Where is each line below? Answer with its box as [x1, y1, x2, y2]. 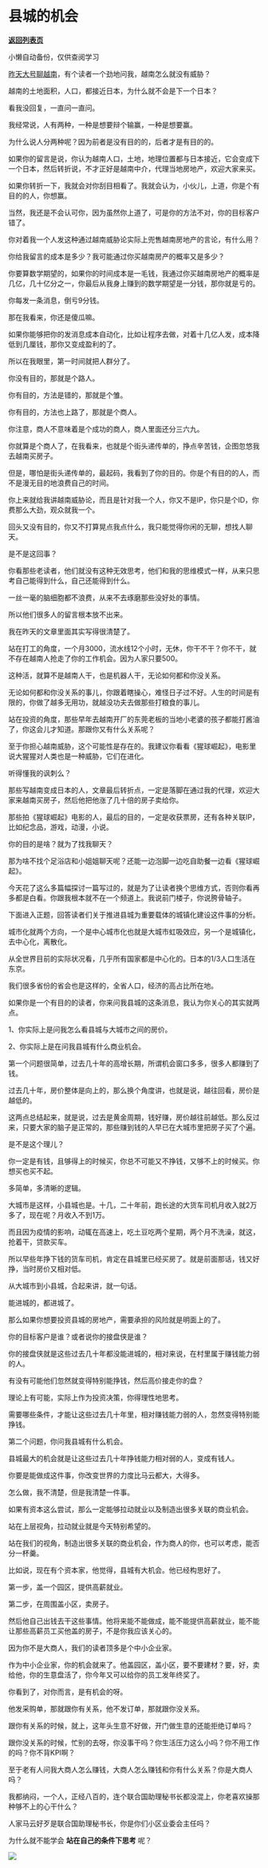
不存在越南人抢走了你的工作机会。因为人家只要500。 [8, 654, 182, 663]
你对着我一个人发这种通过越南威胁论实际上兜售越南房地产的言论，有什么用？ [8, 235, 260, 244]
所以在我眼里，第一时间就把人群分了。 [8, 356, 134, 365]
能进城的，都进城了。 [8, 1297, 78, 1307]
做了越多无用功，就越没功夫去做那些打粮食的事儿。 [35, 697, 204, 707]
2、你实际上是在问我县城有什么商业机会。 [8, 1041, 146, 1051]
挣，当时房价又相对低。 [8, 1264, 85, 1274]
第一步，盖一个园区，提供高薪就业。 [8, 1582, 128, 1592]
